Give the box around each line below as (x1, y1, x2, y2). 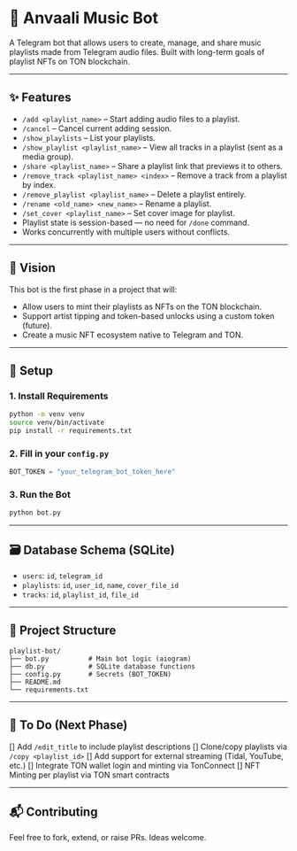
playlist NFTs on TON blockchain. (9, 56, 131, 66)
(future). (21, 320, 53, 330)
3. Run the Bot (9, 488, 71, 500)
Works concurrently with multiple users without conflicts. (21, 226, 231, 237)
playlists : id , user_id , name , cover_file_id (21, 580, 179, 591)
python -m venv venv (9, 410, 86, 419)
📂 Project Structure (9, 623, 117, 638)
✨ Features (9, 90, 72, 105)
